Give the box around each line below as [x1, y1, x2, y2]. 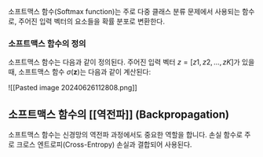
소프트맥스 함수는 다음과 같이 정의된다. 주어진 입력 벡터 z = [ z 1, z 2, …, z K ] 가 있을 [8, 57, 255, 67]
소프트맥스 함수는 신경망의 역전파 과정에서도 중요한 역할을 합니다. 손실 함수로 [8, 130, 243, 140]
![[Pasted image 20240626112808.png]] [8, 83, 137, 93]
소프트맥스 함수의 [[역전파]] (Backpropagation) [8, 108, 230, 121]
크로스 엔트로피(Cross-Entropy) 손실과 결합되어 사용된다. [16, 140, 192, 149]
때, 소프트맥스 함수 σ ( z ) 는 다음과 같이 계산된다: [8, 68, 152, 77]
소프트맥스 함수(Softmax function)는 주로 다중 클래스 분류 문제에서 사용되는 [8, 7, 241, 16]
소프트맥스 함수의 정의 [8, 38, 86, 49]
